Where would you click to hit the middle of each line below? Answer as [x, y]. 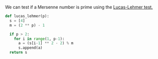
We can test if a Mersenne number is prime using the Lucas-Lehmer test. [79, 7]
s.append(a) [30, 48]
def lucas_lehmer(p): [27, 16]
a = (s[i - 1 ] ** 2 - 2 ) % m [46, 43]
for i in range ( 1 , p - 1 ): [39, 39]
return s [18, 53]
